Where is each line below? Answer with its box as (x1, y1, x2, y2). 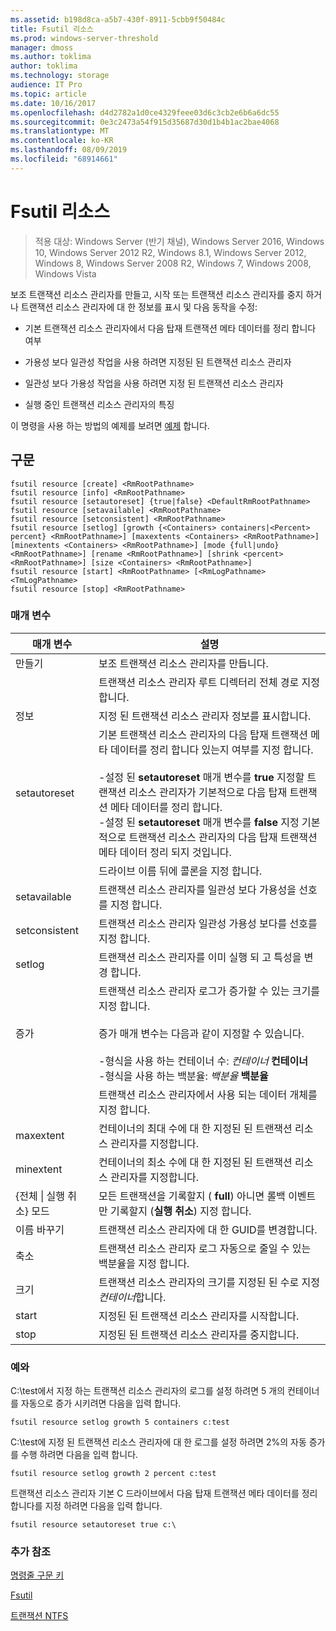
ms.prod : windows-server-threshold (10, 33, 159, 43)
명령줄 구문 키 (10, 1569, 65, 1581)
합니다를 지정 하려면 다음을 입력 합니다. (10, 1500, 163, 1512)
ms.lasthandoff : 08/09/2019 (10, 145, 128, 155)
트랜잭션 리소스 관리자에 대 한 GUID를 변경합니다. (98, 1222, 318, 1236)
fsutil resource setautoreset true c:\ (10, 1520, 177, 1530)
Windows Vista (34, 267, 97, 280)
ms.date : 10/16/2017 (10, 98, 97, 108)
